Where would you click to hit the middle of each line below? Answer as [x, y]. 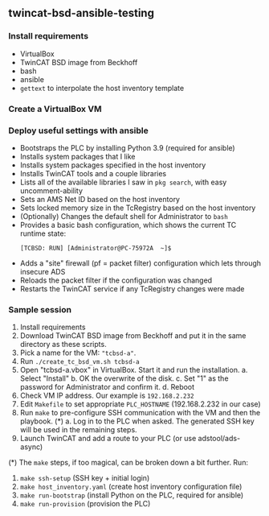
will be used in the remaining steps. [79, 430]
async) [31, 447]
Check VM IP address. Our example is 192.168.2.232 [107, 396]
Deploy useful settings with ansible [78, 130]
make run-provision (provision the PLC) [85, 504]
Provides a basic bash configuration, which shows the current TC [128, 225]
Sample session [40, 309]
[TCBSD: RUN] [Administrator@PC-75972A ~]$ [96, 248]
